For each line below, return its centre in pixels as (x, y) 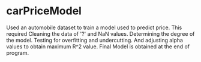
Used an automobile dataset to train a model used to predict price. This (94, 27)
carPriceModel (44, 11)
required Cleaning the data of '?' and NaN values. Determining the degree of (100, 33)
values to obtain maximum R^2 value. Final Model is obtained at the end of (98, 46)
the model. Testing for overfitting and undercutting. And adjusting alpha (94, 40)
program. (18, 52)
